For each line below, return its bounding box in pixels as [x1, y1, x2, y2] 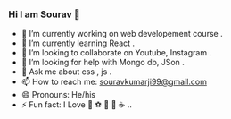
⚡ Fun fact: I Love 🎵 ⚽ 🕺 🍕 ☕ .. [21, 99, 133, 110]
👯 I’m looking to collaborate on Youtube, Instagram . [21, 47, 211, 58]
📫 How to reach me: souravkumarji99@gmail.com [21, 76, 207, 88]
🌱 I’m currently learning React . [21, 38, 136, 48]
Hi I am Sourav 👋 [8, 8, 81, 21]
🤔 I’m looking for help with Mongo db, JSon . [21, 57, 185, 68]
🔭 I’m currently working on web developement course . [21, 29, 224, 39]
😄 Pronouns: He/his [21, 89, 95, 100]
